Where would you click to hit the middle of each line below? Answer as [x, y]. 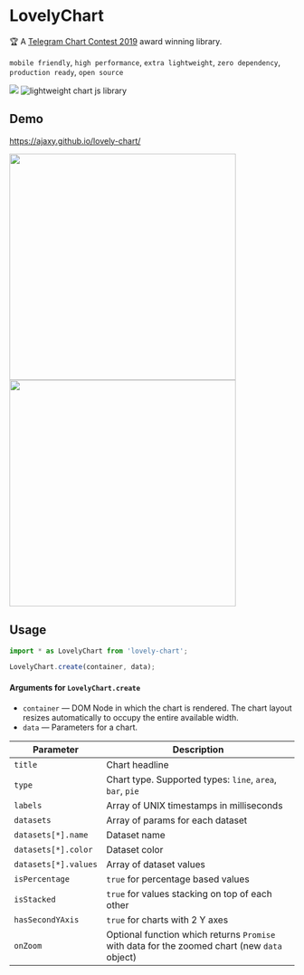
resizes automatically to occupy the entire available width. [131, 717]
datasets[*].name [51, 835]
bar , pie [123, 790]
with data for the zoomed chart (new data [194, 945]
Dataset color [135, 849]
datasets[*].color [53, 849]
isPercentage [42, 879]
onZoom [28, 946]
